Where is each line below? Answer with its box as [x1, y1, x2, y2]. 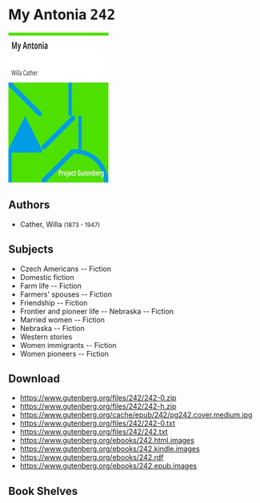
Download [8, 372, 60, 385]
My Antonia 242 [8, 6, 116, 24]
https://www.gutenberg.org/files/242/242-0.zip [19, 393, 177, 403]
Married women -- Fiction [19, 314, 106, 325]
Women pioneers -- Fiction [19, 349, 110, 358]
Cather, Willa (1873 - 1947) [19, 219, 101, 229]
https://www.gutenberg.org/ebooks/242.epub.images [19, 461, 198, 471]
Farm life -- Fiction [19, 281, 82, 290]
